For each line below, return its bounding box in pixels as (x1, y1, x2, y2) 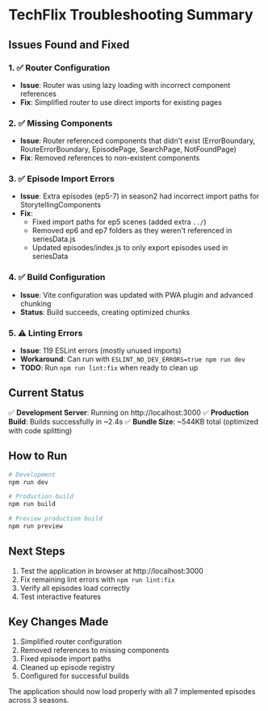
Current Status (8, 386, 85, 400)
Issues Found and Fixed (8, 38, 130, 52)
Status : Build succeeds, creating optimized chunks (19, 307, 191, 316)
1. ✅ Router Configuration (8, 62, 111, 73)
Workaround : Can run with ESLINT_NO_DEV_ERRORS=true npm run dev (19, 354, 246, 364)
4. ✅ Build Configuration (8, 272, 106, 283)
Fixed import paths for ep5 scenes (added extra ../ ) (31, 217, 207, 227)
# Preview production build (8, 515, 103, 523)
